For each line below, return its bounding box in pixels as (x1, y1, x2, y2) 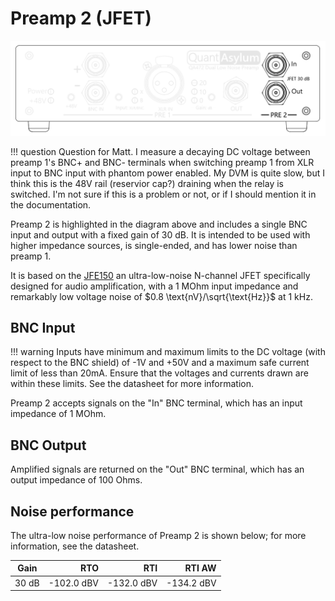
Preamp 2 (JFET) (10, 7, 152, 30)
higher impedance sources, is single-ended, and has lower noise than (10, 239, 298, 251)
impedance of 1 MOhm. (10, 408, 107, 420)
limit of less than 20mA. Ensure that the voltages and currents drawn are (10, 367, 309, 379)
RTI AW (184, 562, 217, 574)
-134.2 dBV (166, 577, 217, 589)
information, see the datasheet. (10, 540, 140, 552)
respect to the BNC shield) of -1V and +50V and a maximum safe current (10, 357, 310, 369)
